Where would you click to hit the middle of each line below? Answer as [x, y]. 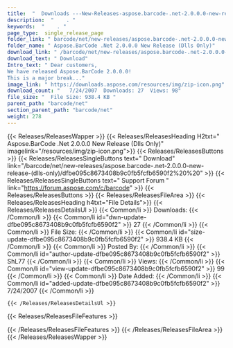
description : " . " [42, 20]
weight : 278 [24, 116]
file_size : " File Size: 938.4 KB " [62, 98]
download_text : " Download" [48, 59]
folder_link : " [29, 39]
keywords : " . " [37, 26]
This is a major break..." [46, 78]
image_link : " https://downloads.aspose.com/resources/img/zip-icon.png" [116, 84]
